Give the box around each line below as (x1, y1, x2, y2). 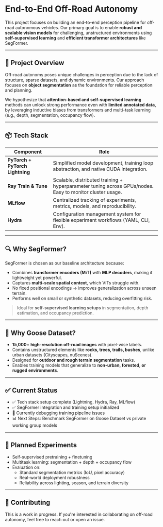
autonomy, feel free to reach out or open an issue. (5, 516, 105, 522)
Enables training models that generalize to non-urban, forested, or (12, 362, 147, 368)
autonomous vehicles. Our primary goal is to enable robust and (15, 24, 142, 30)
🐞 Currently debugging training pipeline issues (12, 410, 105, 416)
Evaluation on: (12, 464, 41, 470)
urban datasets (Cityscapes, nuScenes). (12, 352, 93, 358)
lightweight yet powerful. (12, 275, 62, 281)
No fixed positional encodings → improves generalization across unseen (12, 285, 157, 291)
